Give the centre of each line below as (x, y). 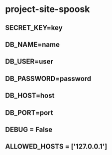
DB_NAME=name (32, 44)
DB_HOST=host (30, 96)
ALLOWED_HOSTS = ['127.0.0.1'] (56, 147)
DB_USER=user (29, 62)
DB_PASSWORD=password (48, 78)
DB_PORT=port (29, 113)
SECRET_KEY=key (34, 28)
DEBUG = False (29, 129)
